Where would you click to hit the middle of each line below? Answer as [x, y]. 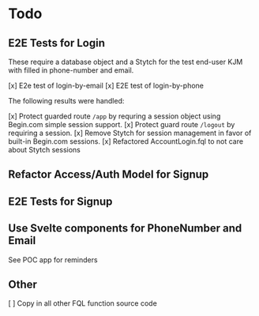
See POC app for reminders [53, 260]
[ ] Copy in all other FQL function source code [83, 303]
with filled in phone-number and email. [71, 70]
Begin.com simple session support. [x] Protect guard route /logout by [122, 124]
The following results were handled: [66, 101]
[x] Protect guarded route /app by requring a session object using [114, 116]
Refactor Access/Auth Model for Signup [109, 175]
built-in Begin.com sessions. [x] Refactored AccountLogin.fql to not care [126, 141]
